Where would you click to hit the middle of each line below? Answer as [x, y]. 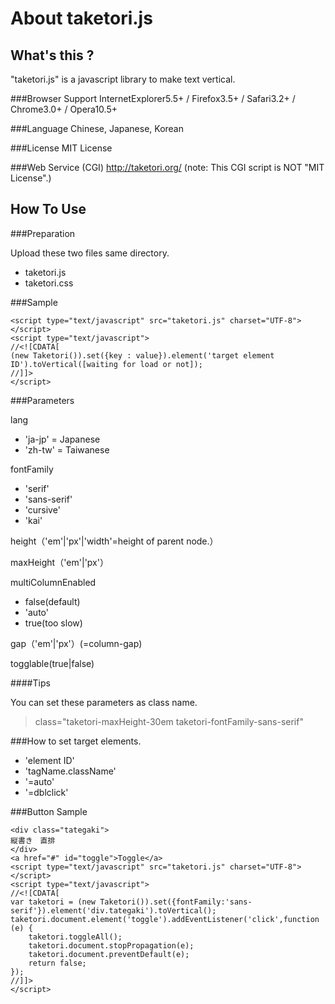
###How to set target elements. [76, 741]
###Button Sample [49, 811]
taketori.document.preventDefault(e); [109, 954]
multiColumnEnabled [53, 582]
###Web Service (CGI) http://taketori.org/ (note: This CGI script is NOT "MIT [167, 167]
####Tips [30, 683]
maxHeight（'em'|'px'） [59, 562]
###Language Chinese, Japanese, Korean [97, 128]
